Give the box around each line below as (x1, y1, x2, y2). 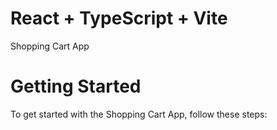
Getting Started (10, 75, 142, 98)
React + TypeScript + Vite (10, 7, 228, 30)
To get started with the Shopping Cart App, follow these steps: (10, 108, 268, 120)
